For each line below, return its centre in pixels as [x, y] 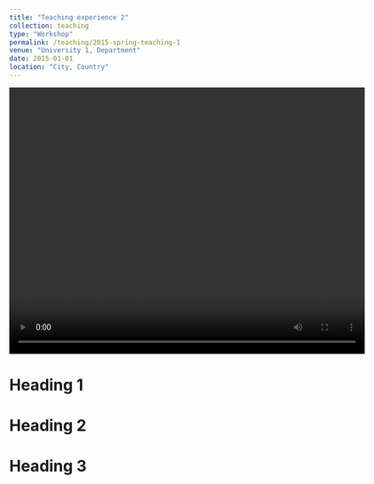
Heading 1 [47, 385]
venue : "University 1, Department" [75, 51]
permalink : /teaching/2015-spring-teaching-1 [95, 42]
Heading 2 [48, 426]
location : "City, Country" [59, 67]
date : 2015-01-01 [41, 59]
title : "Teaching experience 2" [69, 17]
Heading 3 [48, 466]
